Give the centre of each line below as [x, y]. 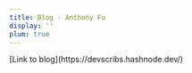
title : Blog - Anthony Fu [57, 17]
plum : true [29, 34]
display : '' [31, 26]
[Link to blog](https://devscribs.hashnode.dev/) [96, 60]
